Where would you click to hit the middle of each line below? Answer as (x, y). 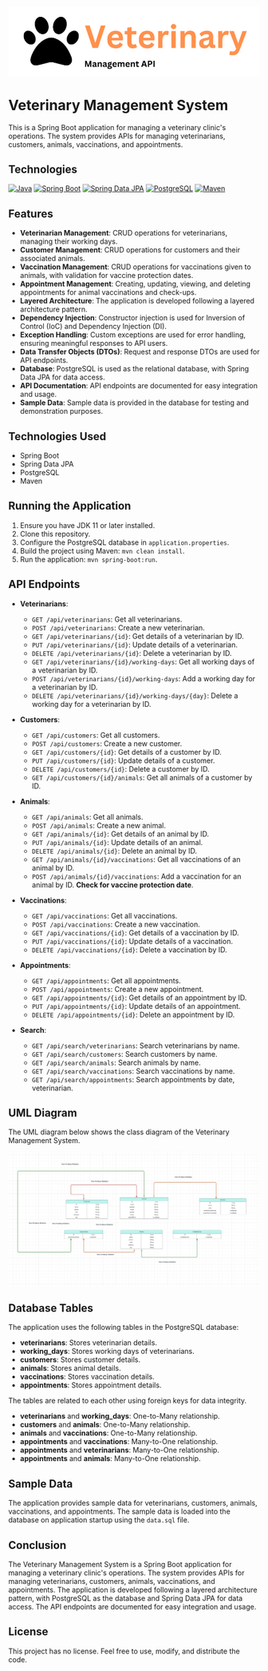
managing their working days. (69, 241)
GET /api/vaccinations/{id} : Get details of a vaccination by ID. (135, 932)
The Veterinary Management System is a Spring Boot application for (120, 1565)
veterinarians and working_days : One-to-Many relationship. (120, 1416)
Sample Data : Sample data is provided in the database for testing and (134, 403)
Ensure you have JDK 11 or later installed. (87, 525)
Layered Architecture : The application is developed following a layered (137, 301)
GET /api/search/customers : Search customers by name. (124, 1054)
